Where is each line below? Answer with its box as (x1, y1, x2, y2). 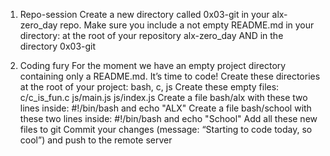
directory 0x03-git (19, 40, 97, 52)
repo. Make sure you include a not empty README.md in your (59, 19, 315, 31)
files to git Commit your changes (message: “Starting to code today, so (19, 124, 313, 135)
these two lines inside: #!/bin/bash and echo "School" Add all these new (19, 113, 318, 124)
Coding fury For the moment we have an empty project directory (19, 60, 287, 71)
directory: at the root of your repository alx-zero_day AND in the (19, 30, 284, 41)
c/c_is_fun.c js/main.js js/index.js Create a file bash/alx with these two (19, 92, 308, 103)
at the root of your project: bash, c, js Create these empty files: (19, 81, 280, 93)
